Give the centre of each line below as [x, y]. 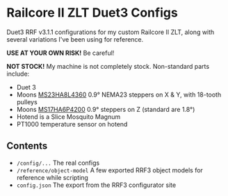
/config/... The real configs [58, 163]
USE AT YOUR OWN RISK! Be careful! [60, 53]
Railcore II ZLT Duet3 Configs [92, 13]
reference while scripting [52, 177]
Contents [27, 146]
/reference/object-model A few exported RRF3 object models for [109, 170]
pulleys [27, 101]
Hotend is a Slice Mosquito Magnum [68, 117]
